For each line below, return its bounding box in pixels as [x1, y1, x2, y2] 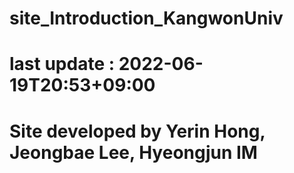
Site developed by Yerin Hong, [9, 120, 266, 142]
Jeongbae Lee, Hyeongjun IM [9, 141, 258, 164]
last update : [9, 53, 116, 76]
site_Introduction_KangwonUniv [9, 7, 284, 30]
